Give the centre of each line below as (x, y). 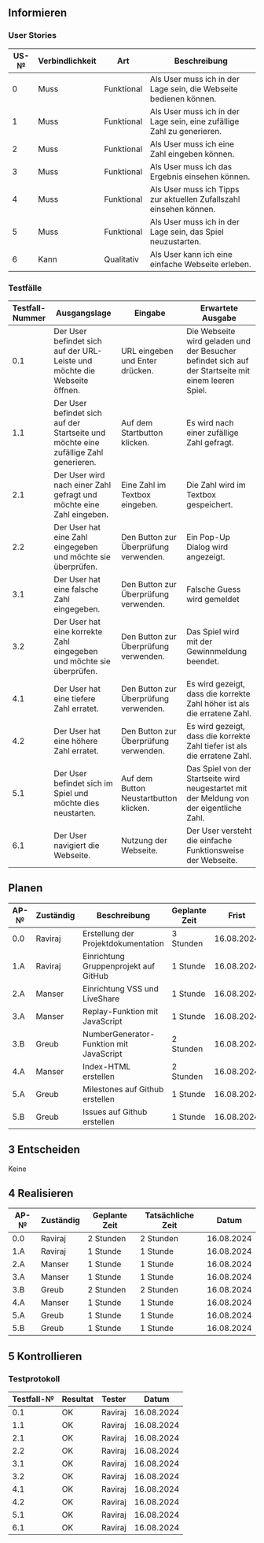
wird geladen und (218, 340)
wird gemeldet (213, 599)
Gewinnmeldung (216, 651)
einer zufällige (212, 433)
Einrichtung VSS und (121, 988)
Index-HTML (106, 1066)
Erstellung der (108, 933)
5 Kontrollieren (45, 1356)
